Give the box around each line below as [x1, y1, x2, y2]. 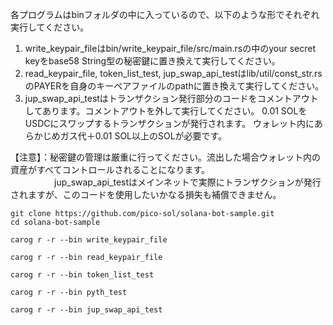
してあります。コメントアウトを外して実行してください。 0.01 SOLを [24, 105, 308, 117]
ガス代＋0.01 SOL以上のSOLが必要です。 [59, 130, 228, 142]
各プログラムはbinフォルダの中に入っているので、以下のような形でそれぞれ [10, 9, 320, 20]
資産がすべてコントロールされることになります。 [10, 164, 211, 175]
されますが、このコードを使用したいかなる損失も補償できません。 [10, 189, 282, 200]
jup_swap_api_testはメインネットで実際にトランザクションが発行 [53, 176, 322, 188]
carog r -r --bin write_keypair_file [10, 235, 168, 245]
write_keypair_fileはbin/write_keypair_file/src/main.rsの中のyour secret [24, 43, 317, 54]
